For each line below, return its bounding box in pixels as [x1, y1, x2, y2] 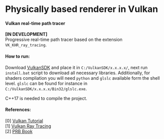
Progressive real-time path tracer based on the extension [5, 36, 123, 43]
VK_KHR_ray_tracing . [5, 42, 47, 48]
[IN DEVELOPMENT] [5, 31, 47, 37]
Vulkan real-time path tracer [5, 20, 66, 26]
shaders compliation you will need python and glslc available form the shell [5, 75, 160, 81]
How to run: [5, 53, 30, 59]
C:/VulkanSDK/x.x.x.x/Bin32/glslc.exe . [5, 86, 87, 92]
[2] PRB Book [5, 128, 33, 134]
